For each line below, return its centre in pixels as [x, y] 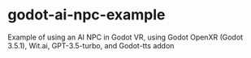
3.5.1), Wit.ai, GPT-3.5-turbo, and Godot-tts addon [91, 45]
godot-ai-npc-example [87, 15]
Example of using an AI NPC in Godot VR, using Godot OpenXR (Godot [125, 37]
